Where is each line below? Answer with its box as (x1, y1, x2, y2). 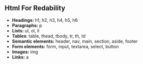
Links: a (11, 54, 29, 60)
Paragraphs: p (11, 22, 42, 28)
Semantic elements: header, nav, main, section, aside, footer (11, 38, 138, 44)
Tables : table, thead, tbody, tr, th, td (11, 33, 86, 39)
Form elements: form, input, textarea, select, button (11, 43, 119, 49)
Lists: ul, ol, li (11, 27, 40, 34)
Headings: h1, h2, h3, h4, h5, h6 (11, 17, 78, 23)
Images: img (11, 49, 38, 55)
